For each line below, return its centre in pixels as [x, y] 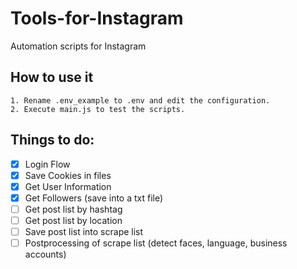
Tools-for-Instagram [97, 18]
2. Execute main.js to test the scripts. [98, 109]
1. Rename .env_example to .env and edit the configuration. [140, 100]
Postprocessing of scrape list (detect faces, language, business [156, 243]
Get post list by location [73, 220]
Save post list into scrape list [84, 231]
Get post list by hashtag [73, 209]
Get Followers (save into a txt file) [94, 198]
